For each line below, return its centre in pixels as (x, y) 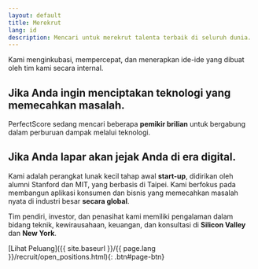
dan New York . (33, 233)
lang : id (22, 30)
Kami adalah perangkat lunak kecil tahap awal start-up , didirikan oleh (121, 176)
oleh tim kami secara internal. (56, 68)
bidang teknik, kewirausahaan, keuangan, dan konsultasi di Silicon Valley (127, 224)
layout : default (35, 15)
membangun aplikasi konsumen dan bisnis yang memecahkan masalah (123, 193)
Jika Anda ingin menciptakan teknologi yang (120, 92)
